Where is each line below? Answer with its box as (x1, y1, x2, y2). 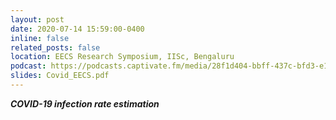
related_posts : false (10, 42, 101, 53)
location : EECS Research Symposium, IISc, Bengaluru (10, 52, 235, 62)
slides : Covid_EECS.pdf (10, 71, 110, 81)
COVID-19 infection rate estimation (10, 97, 160, 110)
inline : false (10, 33, 70, 43)
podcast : (10, 61, 47, 71)
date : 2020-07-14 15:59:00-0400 (10, 24, 145, 34)
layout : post (10, 14, 65, 25)
